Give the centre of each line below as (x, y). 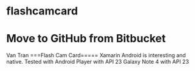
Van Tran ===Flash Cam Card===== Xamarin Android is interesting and (96, 55)
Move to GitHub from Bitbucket (86, 39)
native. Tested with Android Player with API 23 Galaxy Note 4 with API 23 (98, 62)
